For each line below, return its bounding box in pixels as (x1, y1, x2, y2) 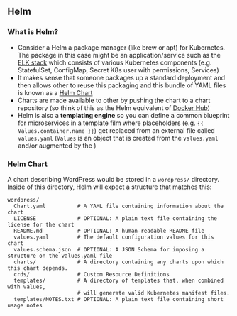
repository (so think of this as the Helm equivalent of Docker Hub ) (17, 103, 211, 112)
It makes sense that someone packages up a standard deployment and (17, 73, 226, 82)
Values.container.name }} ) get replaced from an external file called (17, 126, 215, 134)
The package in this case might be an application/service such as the (17, 50, 221, 59)
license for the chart (7, 221, 75, 228)
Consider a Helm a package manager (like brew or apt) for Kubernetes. (17, 43, 226, 52)
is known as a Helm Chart (17, 88, 93, 97)
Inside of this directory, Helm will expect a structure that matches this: (7, 182, 212, 191)
